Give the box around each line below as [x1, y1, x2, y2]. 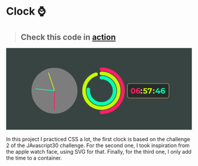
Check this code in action [20, 32, 116, 42]
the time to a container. [6, 154, 62, 161]
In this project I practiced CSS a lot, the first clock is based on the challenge [6, 135, 190, 142]
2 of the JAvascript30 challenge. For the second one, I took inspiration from [6, 142, 190, 149]
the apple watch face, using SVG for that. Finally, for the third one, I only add [6, 148, 192, 155]
